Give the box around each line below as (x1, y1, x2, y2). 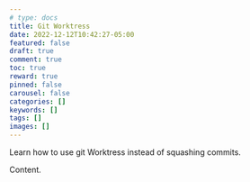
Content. (9, 164, 42, 175)
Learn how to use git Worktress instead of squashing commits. (9, 147, 241, 158)
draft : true (9, 47, 54, 56)
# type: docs (9, 13, 58, 23)
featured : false (9, 38, 70, 48)
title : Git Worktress (9, 22, 91, 31)
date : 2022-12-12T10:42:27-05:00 (9, 30, 135, 39)
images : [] (9, 123, 50, 132)
